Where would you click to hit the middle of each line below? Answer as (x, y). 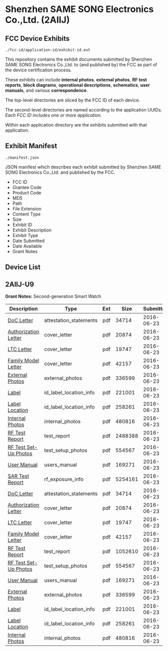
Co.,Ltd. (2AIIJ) (37, 20)
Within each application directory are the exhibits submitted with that (76, 125)
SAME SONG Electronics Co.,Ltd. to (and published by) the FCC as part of (81, 65)
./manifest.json (22, 157)
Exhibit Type (25, 235)
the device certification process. (38, 70)
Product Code (27, 192)
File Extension (27, 208)
